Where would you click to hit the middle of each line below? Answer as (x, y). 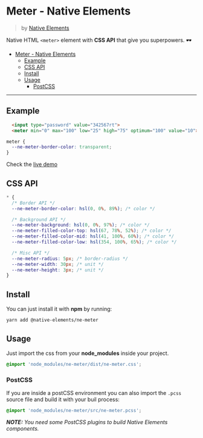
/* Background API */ (39, 219)
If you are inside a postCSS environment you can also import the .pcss (94, 393)
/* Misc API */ (31, 253)
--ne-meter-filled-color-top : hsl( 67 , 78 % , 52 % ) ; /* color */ (92, 231)
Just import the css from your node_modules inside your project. (88, 353)
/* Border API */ (34, 203)
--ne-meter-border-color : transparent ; (62, 147)
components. (23, 428)
